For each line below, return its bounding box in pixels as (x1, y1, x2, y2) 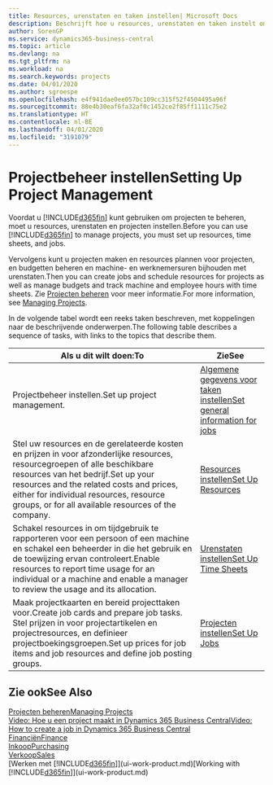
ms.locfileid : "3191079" (8, 133, 93, 141)
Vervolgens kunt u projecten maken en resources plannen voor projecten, (8, 254, 255, 264)
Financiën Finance (8, 733, 68, 743)
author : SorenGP (8, 27, 63, 35)
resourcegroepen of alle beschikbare (12, 458, 154, 469)
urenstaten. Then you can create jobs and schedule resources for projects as (8, 271, 265, 281)
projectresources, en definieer (12, 627, 128, 638)
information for (200, 414, 258, 426)
